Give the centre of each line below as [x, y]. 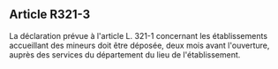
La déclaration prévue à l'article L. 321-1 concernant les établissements [138, 35]
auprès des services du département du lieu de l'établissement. [125, 54]
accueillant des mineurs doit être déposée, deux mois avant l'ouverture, [139, 45]
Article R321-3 [50, 15]
